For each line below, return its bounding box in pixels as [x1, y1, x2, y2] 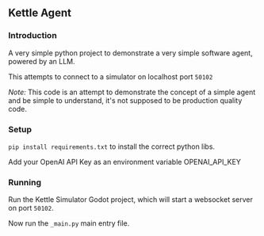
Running [8, 177, 42, 188]
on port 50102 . [8, 204, 54, 213]
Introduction [8, 30, 57, 41]
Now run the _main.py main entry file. [8, 219, 130, 228]
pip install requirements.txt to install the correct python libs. [8, 142, 216, 151]
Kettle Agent [8, 6, 71, 20]
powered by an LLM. [8, 56, 75, 66]
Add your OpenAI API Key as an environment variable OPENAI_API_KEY [8, 157, 242, 166]
